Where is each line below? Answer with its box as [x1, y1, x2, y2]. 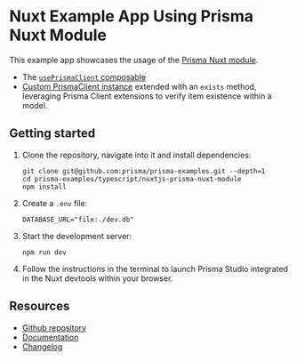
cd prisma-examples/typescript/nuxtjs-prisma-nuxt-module [21, 174, 242, 183]
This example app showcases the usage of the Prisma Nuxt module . [9, 54, 259, 65]
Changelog [21, 341, 63, 352]
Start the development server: [21, 230, 132, 241]
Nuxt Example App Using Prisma [9, 6, 253, 27]
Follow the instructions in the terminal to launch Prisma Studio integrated [21, 263, 289, 274]
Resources [9, 299, 70, 314]
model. [21, 100, 48, 110]
